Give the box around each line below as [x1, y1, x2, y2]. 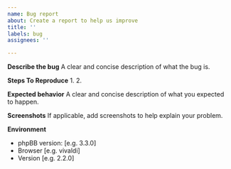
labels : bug [7, 30, 43, 38]
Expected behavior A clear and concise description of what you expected [7, 90, 225, 99]
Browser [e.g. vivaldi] [17, 146, 80, 155]
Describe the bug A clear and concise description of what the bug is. [7, 62, 210, 71]
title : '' [7, 23, 37, 31]
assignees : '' [7, 37, 50, 44]
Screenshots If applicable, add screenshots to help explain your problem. [7, 111, 223, 120]
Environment [7, 125, 46, 133]
